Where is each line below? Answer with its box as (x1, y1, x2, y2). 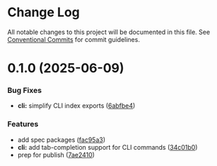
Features (7, 119, 39, 129)
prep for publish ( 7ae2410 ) (17, 150, 95, 159)
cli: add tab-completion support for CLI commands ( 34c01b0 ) (17, 143, 198, 151)
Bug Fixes (7, 86, 42, 96)
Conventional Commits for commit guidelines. (7, 35, 140, 43)
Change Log (7, 4, 80, 21)
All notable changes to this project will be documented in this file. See (7, 28, 211, 36)
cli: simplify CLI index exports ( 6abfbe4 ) (17, 101, 136, 110)
